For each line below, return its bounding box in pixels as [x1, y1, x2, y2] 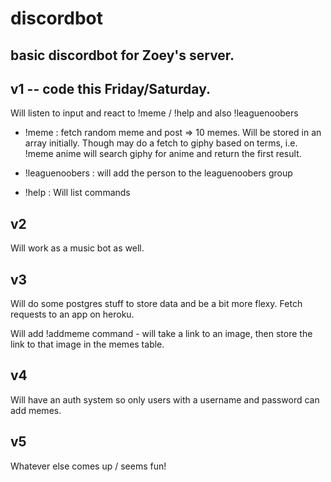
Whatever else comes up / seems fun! [10, 460, 167, 472]
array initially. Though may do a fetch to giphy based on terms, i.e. [24, 137, 298, 149]
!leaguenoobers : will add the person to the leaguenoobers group [24, 167, 293, 179]
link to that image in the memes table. [10, 338, 165, 351]
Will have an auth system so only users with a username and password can [10, 393, 320, 406]
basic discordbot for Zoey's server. [10, 47, 235, 64]
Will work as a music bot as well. [10, 242, 145, 254]
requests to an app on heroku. [10, 308, 135, 321]
